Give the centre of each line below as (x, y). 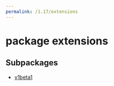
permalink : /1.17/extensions (42, 12)
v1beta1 (23, 77)
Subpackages (32, 63)
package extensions (57, 41)
